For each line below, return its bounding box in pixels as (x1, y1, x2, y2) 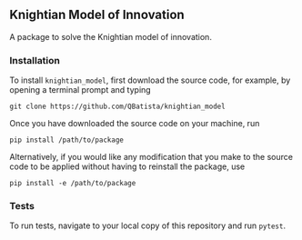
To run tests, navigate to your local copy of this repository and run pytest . (9, 220, 287, 231)
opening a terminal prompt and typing (9, 85, 152, 95)
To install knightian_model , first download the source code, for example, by (9, 75, 291, 85)
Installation (9, 54, 61, 66)
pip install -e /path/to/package (9, 179, 136, 188)
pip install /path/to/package (9, 135, 125, 145)
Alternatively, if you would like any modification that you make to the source (9, 152, 294, 163)
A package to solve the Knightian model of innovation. (9, 31, 212, 42)
